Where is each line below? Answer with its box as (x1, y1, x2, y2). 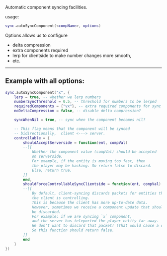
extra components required (12, 47, 69, 53)
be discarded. (31, 209, 61, 214)
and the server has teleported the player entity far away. (31, 218, 159, 224)
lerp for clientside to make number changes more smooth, (12, 52, 132, 59)
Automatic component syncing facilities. (5, 4, 87, 10)
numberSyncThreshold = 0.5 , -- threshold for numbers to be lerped (14, 99, 157, 104)
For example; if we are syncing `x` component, (31, 214, 133, 219)
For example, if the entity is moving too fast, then (31, 159, 146, 164)
